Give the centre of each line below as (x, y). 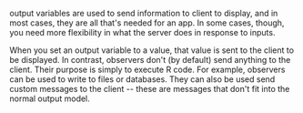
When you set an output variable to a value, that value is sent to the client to (151, 50)
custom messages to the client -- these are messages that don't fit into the (150, 89)
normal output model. (50, 98)
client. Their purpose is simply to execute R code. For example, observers (147, 69)
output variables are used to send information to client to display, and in (144, 13)
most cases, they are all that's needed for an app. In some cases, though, (147, 23)
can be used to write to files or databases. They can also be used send (142, 79)
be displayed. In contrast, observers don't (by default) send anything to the (150, 60)
